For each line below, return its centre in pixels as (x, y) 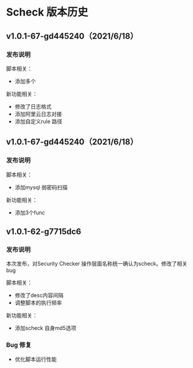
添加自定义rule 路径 (38, 121)
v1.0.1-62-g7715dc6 (44, 231)
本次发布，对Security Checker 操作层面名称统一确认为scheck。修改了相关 (97, 264)
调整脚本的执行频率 (38, 303)
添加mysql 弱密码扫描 (41, 187)
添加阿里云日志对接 (38, 114)
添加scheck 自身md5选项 (45, 328)
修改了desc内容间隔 (39, 295)
